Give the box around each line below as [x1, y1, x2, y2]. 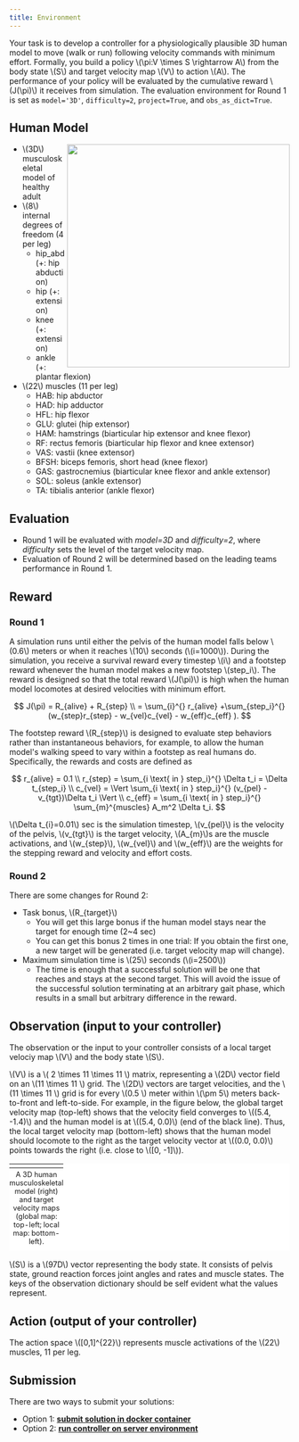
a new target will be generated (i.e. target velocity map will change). [35, 945, 285, 956]
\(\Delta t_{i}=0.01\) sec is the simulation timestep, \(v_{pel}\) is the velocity [9, 818, 285, 830]
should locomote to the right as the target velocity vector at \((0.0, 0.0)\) [9, 1135, 274, 1147]
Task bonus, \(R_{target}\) [21, 907, 118, 918]
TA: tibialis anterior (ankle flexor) [35, 485, 156, 496]
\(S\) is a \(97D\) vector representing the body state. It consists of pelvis [9, 1259, 273, 1270]
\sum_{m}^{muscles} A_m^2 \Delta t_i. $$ [73, 801, 226, 812]
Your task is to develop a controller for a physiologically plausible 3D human [9, 37, 287, 48]
